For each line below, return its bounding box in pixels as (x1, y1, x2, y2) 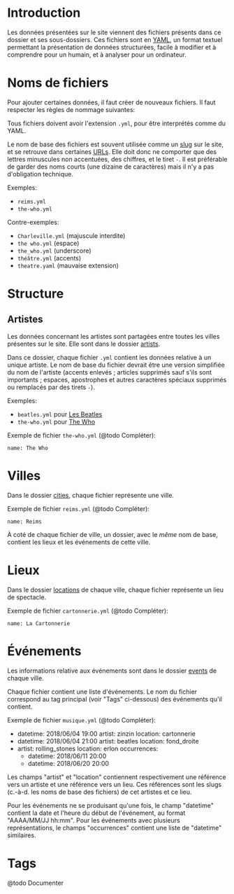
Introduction (7, 5, 81, 21)
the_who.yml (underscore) (17, 246, 92, 255)
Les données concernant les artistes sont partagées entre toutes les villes (7, 332, 220, 340)
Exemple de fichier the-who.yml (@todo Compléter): (7, 431, 156, 439)
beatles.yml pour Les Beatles (17, 410, 103, 418)
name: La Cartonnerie (7, 620, 71, 627)
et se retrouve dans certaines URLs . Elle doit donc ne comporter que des (7, 147, 217, 155)
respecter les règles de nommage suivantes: (7, 105, 136, 113)
